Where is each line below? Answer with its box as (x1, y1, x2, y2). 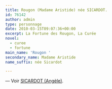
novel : (5, 36, 19, 41)
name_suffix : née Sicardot (5, 60, 62, 65)
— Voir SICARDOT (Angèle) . (5, 78, 64, 84)
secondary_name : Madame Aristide (5, 54, 76, 60)
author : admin (5, 17, 35, 22)
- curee (10, 41, 26, 46)
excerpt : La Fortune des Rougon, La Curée (5, 31, 96, 36)
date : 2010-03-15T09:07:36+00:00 (5, 26, 76, 32)
